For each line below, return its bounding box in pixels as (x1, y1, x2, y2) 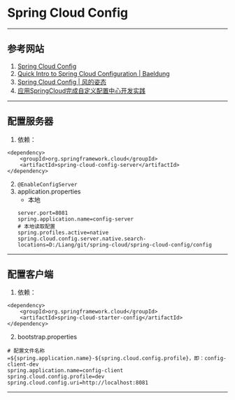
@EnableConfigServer (17, 181, 78, 188)
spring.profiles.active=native (17, 229, 109, 236)
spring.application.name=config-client (7, 367, 124, 374)
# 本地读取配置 (17, 223, 56, 230)
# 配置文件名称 (7, 348, 45, 355)
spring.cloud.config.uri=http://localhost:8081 (7, 379, 149, 387)
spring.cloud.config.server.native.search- (17, 235, 147, 242)
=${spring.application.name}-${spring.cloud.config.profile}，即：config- (7, 355, 227, 362)
